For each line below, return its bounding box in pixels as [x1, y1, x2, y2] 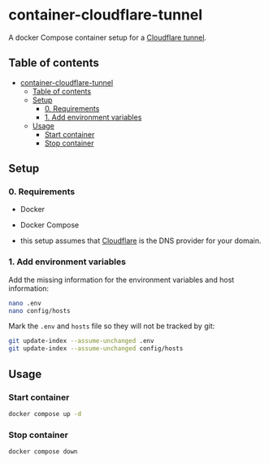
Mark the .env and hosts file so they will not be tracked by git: [8, 321, 215, 331]
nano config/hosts [8, 306, 71, 314]
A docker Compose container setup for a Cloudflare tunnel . [8, 33, 207, 42]
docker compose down [8, 448, 79, 456]
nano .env [8, 299, 42, 307]
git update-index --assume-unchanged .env [8, 337, 154, 345]
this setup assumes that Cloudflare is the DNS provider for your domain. [20, 236, 262, 245]
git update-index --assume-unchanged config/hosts [8, 345, 184, 353]
